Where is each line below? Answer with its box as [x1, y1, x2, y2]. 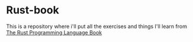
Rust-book [6, 3, 59, 17]
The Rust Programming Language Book [6, 29, 102, 36]
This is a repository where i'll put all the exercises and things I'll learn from [6, 23, 188, 30]
